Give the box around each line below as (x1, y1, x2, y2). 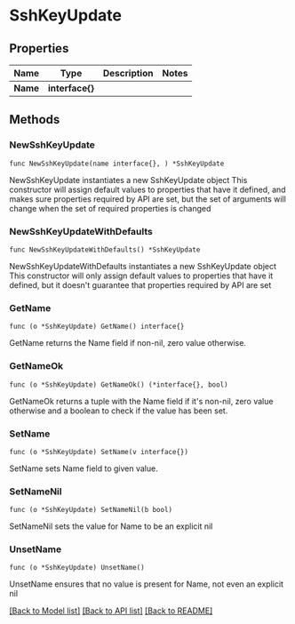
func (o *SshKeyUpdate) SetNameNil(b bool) (9, 506, 173, 515)
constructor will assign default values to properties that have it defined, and (9, 184, 286, 195)
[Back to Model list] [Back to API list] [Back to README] (9, 605, 213, 616)
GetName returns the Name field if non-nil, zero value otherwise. (9, 338, 247, 348)
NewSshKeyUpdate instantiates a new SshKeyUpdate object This (9, 174, 248, 185)
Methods (9, 112, 60, 127)
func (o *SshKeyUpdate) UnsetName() (9, 564, 145, 572)
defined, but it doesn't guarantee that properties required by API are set (9, 279, 272, 290)
